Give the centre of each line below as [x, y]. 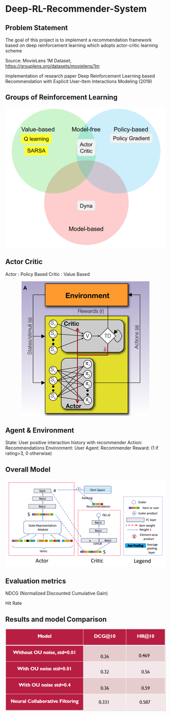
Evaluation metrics [36, 581]
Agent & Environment [40, 431]
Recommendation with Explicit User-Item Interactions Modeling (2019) [79, 81]
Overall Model [28, 469]
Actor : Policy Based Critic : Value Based [48, 274]
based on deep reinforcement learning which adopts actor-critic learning [82, 45]
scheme [14, 51]
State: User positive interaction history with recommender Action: [74, 443]
